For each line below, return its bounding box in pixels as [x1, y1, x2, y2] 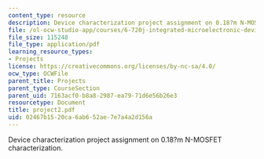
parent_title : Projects [8, 77, 86, 85]
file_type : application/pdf [8, 41, 101, 49]
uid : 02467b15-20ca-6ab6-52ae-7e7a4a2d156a [8, 114, 153, 121]
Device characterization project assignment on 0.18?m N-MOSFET [8, 135, 222, 144]
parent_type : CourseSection [8, 84, 101, 92]
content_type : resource [8, 11, 86, 20]
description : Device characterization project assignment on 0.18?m [8, 19, 237, 27]
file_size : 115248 [8, 33, 68, 42]
